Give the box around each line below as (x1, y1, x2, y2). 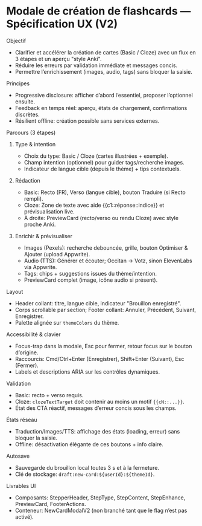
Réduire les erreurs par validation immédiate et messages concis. (14, 62, 178, 69)
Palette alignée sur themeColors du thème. (14, 319, 119, 326)
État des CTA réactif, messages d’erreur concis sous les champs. (14, 404, 177, 412)
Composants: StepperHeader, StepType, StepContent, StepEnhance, (14, 494, 186, 501)
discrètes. (14, 111, 40, 118)
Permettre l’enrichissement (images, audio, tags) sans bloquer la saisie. (14, 68, 193, 75)
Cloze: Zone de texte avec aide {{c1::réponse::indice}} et (24, 201, 165, 209)
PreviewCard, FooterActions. (14, 500, 86, 507)
